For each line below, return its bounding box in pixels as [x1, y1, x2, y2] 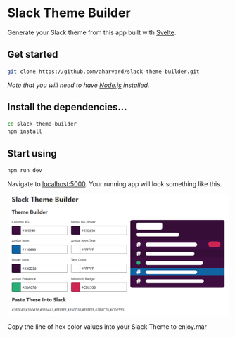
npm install [7, 128, 42, 135]
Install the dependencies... [7, 101, 128, 113]
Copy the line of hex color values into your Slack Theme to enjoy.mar [7, 322, 208, 331]
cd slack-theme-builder [7, 121, 77, 128]
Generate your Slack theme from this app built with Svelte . [7, 28, 177, 37]
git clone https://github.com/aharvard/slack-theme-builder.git [7, 68, 200, 75]
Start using [7, 148, 58, 160]
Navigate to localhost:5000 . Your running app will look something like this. [7, 179, 222, 188]
